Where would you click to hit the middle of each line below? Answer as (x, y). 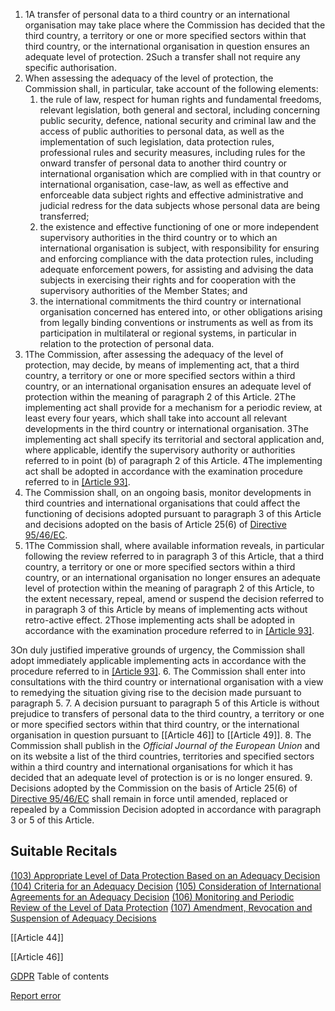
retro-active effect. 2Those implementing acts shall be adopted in (159, 620)
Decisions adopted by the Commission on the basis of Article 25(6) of (154, 788)
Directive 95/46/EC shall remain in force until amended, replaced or (149, 798)
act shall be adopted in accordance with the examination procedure (163, 471)
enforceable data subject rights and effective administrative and (171, 195)
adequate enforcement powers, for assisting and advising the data (176, 269)
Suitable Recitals (64, 851)
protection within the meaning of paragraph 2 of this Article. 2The (160, 397)
